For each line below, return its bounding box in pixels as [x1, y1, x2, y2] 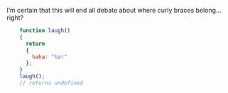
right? [6, 13, 24, 22]
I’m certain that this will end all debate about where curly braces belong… [6, 6, 222, 14]
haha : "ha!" [32, 53, 68, 61]
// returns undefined [19, 80, 83, 87]
